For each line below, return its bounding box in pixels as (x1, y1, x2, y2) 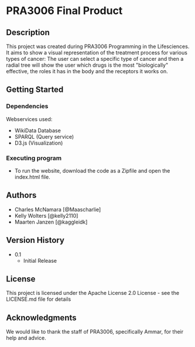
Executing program (6, 154, 62, 162)
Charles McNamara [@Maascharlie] (14, 206, 101, 213)
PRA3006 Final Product (6, 4, 123, 18)
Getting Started (6, 85, 64, 95)
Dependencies (6, 102, 49, 111)
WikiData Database (14, 127, 61, 134)
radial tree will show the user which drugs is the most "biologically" (6, 61, 169, 68)
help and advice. (6, 335, 46, 342)
